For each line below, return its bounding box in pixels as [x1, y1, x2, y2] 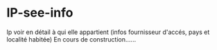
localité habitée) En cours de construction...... [6, 35, 137, 43]
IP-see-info [6, 5, 73, 21]
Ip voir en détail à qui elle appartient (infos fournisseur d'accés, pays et [6, 28, 210, 36]
